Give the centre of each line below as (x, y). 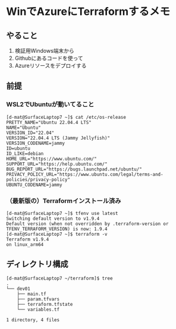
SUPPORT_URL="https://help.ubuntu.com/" (57, 164)
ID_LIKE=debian (25, 154)
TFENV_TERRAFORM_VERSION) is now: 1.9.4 (57, 229)
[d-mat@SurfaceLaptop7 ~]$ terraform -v (57, 234)
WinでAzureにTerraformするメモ (88, 12)
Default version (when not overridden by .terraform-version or (87, 224)
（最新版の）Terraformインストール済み (64, 201)
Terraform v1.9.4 (28, 239)
